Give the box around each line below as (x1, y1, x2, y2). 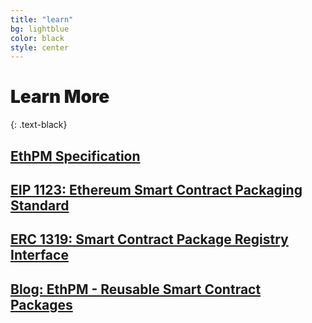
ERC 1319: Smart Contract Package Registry (10, 231, 289, 248)
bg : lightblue (10, 24, 70, 34)
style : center (10, 42, 70, 53)
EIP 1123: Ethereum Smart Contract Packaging (10, 181, 303, 198)
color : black (10, 33, 65, 43)
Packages (10, 296, 73, 313)
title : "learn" (10, 14, 74, 25)
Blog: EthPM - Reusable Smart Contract (10, 281, 262, 298)
